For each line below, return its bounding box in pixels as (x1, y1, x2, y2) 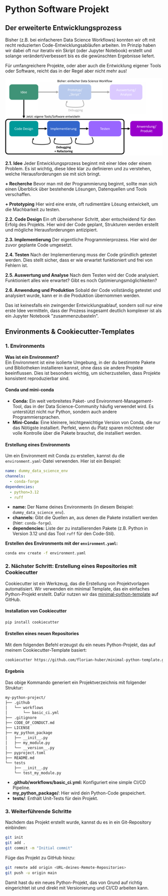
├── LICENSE (5, 725, 30, 730)
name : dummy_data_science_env (5, 468, 68, 473)
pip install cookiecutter (5, 620, 59, 625)
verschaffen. (5, 191, 31, 197)
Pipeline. (12, 784, 31, 790)
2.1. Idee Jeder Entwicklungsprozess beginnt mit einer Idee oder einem (5, 160, 151, 166)
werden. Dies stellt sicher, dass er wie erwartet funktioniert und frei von (5, 257, 153, 263)
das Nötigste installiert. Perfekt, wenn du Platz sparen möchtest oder (12, 425, 154, 431)
